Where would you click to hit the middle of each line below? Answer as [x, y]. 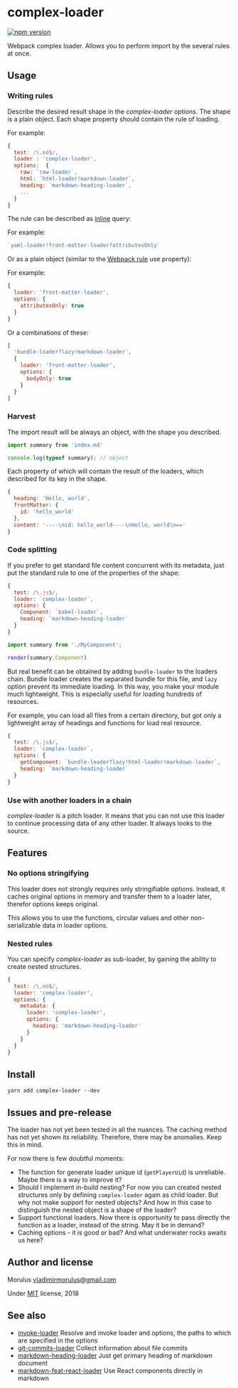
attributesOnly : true [52, 305]
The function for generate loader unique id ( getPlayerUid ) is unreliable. [121, 1172]
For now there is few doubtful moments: [66, 1158]
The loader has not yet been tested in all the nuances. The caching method [117, 1129]
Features [27, 853]
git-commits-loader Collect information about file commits [103, 1348]
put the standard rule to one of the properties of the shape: [93, 573]
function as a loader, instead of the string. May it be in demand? [111, 1225]
